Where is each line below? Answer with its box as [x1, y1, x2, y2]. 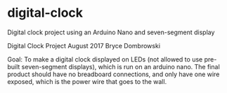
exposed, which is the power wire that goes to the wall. [7, 77, 167, 85]
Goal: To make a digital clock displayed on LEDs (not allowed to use [7, 55, 203, 64]
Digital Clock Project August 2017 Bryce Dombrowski [7, 41, 160, 50]
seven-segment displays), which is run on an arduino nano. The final [21, 62, 220, 71]
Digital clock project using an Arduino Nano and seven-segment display [7, 28, 215, 36]
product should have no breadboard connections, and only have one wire [7, 70, 220, 78]
